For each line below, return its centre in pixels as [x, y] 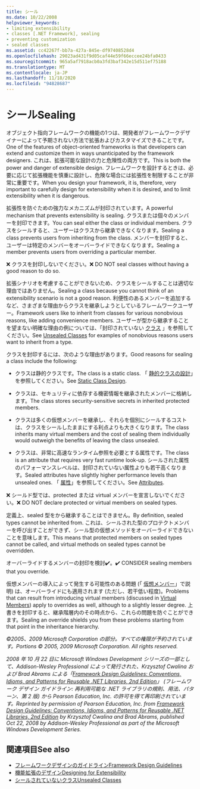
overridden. [20, 550]
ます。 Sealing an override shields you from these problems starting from [95, 620]
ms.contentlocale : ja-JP [37, 73]
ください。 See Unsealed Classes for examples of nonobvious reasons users [100, 335]
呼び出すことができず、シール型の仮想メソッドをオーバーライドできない [105, 530]
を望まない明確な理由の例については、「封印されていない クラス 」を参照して [100, 328]
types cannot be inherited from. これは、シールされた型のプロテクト [90, 523]
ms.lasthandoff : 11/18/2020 [41, 78]
